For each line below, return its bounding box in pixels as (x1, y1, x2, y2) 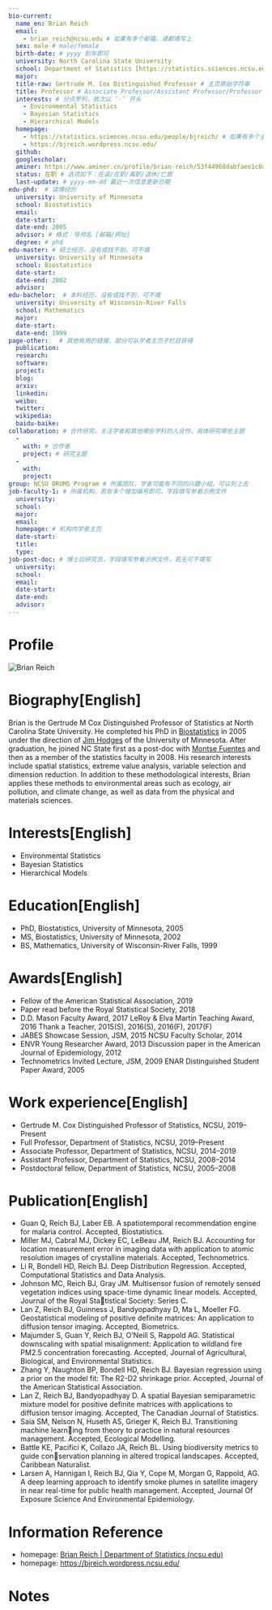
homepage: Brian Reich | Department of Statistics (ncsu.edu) (19, 1550, 224, 1560)
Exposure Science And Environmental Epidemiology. (19, 1495, 195, 1504)
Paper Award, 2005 (19, 1064, 85, 1074)
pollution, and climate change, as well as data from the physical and (8, 787, 235, 796)
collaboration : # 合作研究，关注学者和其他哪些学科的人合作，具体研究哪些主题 (8, 427, 245, 435)
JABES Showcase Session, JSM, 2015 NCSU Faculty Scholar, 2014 (19, 1030, 243, 1040)
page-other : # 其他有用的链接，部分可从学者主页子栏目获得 (8, 336, 193, 345)
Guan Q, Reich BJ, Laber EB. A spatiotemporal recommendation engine (19, 1219, 257, 1228)
